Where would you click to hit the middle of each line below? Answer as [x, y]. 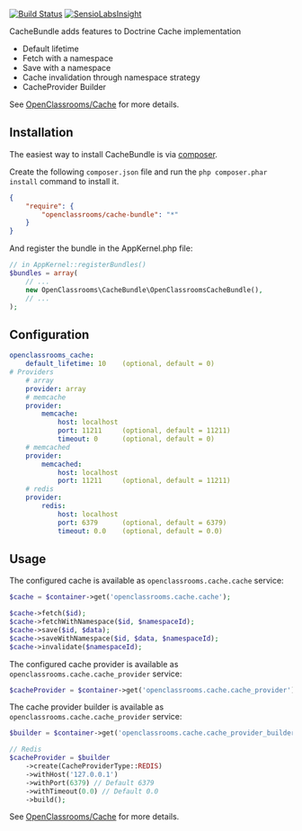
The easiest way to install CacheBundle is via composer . [114, 154]
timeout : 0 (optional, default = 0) [136, 439]
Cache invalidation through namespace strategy [111, 77]
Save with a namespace [67, 68]
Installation [41, 133]
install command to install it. [64, 181]
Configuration [49, 334]
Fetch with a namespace [68, 58]
